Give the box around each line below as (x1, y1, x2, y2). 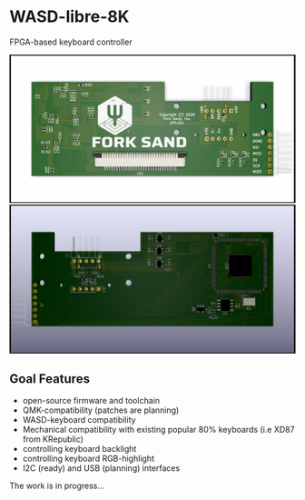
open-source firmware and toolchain (22, 395, 161, 406)
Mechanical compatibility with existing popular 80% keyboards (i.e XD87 (22, 425, 295, 435)
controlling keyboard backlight (22, 444, 137, 455)
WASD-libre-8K (9, 6, 130, 27)
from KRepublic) (22, 434, 84, 445)
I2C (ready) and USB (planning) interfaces (22, 463, 181, 474)
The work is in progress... (9, 480, 105, 492)
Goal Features (9, 371, 91, 387)
